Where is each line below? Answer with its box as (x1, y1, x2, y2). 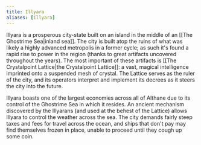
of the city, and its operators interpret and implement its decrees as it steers (6, 76, 195, 83)
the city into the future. (6, 82, 63, 89)
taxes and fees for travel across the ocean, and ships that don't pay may (6, 120, 186, 127)
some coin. (6, 132, 34, 140)
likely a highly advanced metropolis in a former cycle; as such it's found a (6, 43, 189, 51)
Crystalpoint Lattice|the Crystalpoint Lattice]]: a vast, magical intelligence (6, 63, 189, 70)
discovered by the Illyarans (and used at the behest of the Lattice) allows (6, 107, 187, 114)
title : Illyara (6, 8, 45, 15)
